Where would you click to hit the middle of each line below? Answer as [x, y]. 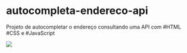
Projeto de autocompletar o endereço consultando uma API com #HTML [93, 27]
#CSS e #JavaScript [31, 33]
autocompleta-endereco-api [77, 11]
